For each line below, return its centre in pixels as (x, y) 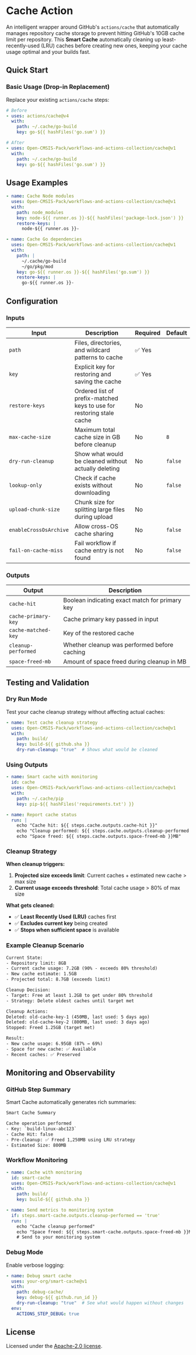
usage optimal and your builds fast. (48, 51)
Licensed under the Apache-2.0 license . (54, 1346)
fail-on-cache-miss (36, 550)
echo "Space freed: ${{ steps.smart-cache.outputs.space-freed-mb (99, 1232)
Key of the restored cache (99, 633)
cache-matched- (30, 630)
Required (148, 333)
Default (176, 333)
